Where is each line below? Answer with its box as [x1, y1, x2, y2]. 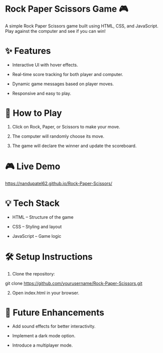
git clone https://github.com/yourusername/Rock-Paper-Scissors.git [5, 280, 143, 286]
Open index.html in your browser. [12, 290, 79, 296]
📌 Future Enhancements [5, 307, 104, 318]
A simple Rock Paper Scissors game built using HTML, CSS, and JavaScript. [5, 23, 159, 29]
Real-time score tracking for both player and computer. [12, 71, 123, 77]
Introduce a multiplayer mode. [12, 342, 73, 348]
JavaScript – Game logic [12, 233, 62, 239]
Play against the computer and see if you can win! [5, 28, 106, 34]
